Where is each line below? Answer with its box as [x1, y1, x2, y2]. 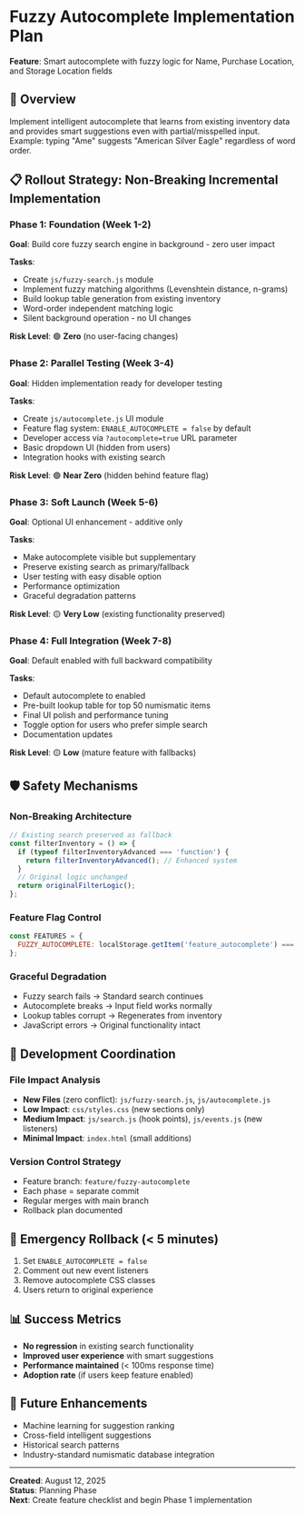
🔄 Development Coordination [9, 1046, 176, 1061]
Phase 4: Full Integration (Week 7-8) [9, 634, 172, 647]
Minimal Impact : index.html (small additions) [22, 1132, 192, 1143]
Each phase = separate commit [22, 1186, 140, 1197]
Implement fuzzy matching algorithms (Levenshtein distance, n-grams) [22, 284, 289, 294]
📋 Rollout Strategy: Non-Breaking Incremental [9, 173, 279, 188]
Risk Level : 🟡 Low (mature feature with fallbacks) [9, 747, 197, 758]
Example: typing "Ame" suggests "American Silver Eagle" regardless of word [9, 134, 296, 146]
